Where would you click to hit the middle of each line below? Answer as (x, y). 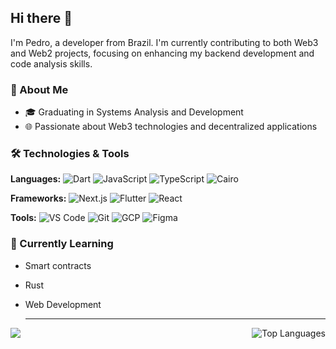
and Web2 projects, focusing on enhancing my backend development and (162, 53)
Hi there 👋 (41, 18)
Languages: (36, 179)
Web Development (63, 304)
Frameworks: (38, 198)
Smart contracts (58, 265)
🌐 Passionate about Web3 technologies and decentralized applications (171, 127)
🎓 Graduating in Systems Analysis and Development (134, 112)
